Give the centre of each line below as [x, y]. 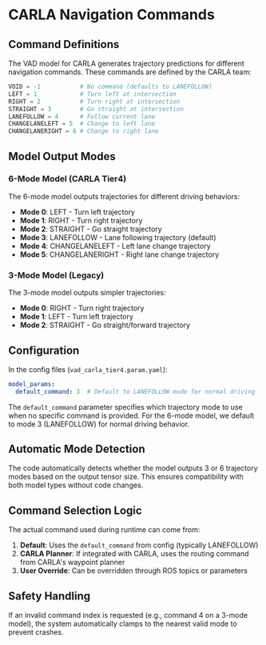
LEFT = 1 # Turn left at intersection [93, 94]
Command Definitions [64, 44]
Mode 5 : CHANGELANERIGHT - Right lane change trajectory [119, 254]
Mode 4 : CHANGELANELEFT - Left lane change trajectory [115, 246]
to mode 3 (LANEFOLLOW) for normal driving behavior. [99, 424]
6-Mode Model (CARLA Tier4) [67, 179]
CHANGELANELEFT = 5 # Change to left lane [82, 124]
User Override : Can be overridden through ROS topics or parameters [133, 571]
